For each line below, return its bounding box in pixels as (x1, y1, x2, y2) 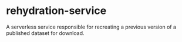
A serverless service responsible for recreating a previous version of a (6, 23, 177, 30)
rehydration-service (6, 4, 107, 17)
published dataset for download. (6, 29, 85, 36)
